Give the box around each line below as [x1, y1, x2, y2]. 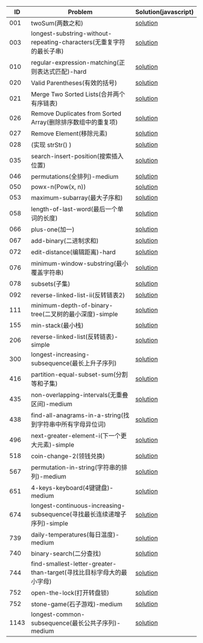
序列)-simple [31, 519, 68, 528]
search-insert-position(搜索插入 [31, 152, 124, 160]
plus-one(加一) [31, 225, 75, 233]
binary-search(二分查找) [31, 549, 101, 558]
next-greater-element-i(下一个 [31, 431, 121, 440]
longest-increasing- [31, 351, 90, 358]
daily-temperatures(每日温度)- [31, 531, 120, 538]
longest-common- [31, 610, 85, 618]
